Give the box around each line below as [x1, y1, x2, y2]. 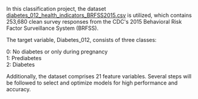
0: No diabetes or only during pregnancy [6, 48, 108, 55]
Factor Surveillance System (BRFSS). [6, 24, 99, 32]
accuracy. [6, 86, 32, 93]
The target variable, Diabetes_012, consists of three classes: [6, 36, 157, 43]
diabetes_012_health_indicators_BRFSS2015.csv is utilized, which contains [6, 12, 193, 19]
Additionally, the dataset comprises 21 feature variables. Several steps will [6, 73, 192, 80]
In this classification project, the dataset [6, 5, 106, 12]
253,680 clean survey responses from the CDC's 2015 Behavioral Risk [6, 18, 182, 25]
